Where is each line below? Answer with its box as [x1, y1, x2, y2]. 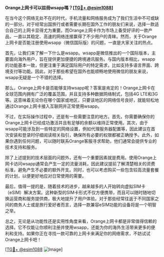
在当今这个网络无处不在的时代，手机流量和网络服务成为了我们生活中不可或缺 [5, 15, 159, 21]
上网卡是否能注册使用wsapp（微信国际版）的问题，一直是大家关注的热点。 [5, 40, 155, 46]
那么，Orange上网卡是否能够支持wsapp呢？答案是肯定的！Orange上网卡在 [5, 85, 155, 91]
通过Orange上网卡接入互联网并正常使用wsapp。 [5, 103, 102, 109]
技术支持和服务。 [5, 144, 40, 150]
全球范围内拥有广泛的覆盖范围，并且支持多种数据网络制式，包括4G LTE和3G [5, 91, 158, 97]
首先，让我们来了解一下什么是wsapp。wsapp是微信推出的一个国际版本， [5, 50, 152, 56]
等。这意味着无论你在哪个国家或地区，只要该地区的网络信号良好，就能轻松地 [5, 97, 159, 103]
